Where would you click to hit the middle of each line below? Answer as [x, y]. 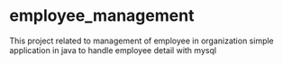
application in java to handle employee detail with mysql [113, 50]
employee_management [102, 16]
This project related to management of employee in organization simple [142, 41]
